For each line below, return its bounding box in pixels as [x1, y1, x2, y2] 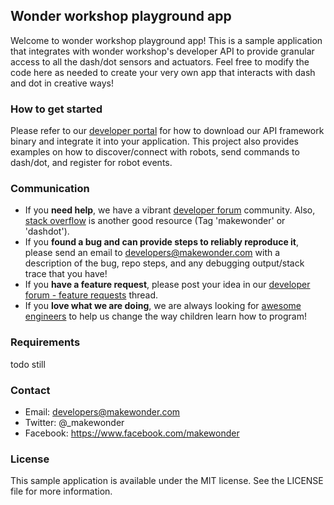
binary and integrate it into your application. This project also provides [10, 135, 299, 148]
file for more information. [10, 485, 113, 498]
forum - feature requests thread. [24, 289, 159, 301]
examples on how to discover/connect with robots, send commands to [10, 146, 300, 158]
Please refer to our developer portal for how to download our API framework [10, 125, 325, 137]
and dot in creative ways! [10, 77, 114, 89]
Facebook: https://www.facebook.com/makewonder [24, 427, 240, 439]
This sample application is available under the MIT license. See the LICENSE [10, 475, 324, 487]
